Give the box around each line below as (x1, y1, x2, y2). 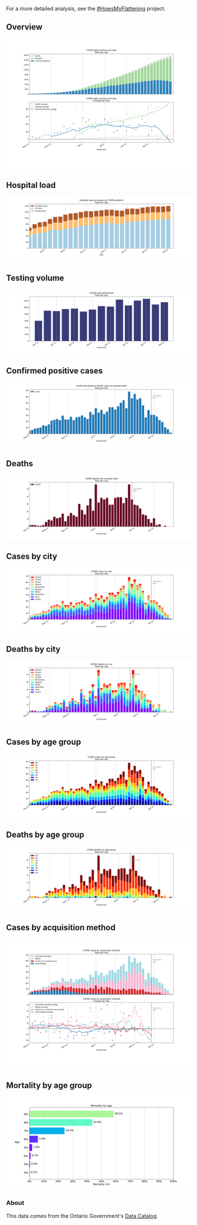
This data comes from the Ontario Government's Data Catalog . (6, 1212, 158, 1219)
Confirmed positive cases (6, 366, 103, 376)
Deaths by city (6, 644, 61, 654)
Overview (6, 22, 43, 32)
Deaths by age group (6, 829, 84, 839)
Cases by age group (6, 736, 81, 747)
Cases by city (6, 551, 58, 561)
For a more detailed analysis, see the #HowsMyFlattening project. (6, 5, 166, 12)
